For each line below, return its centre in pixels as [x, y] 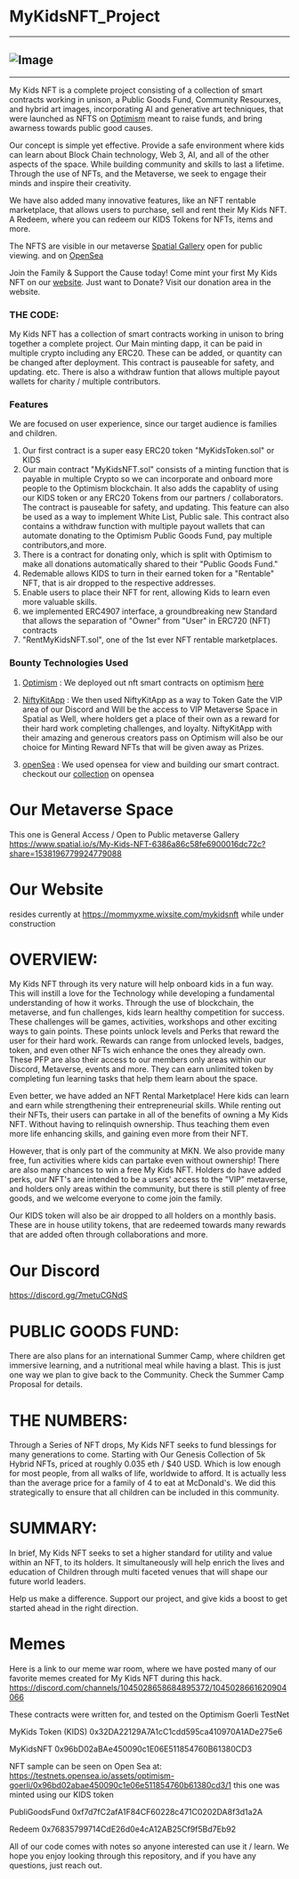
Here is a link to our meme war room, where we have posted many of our [143, 1669]
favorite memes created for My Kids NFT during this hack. [116, 1679]
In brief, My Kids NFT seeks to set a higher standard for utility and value [141, 1553]
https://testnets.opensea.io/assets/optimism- [92, 1776]
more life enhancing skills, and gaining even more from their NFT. [129, 1134]
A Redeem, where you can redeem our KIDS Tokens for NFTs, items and [141, 219]
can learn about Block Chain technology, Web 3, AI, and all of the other [139, 154]
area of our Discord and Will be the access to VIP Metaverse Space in [149, 709]
